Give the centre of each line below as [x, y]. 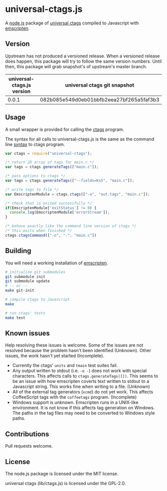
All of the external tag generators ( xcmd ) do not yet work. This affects [83, 392]
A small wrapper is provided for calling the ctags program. [65, 129]
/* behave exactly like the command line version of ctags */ [71, 226]
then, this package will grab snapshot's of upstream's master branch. [76, 66]
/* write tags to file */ [32, 189]
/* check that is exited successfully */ [49, 203]
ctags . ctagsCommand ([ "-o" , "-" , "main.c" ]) [51, 235]
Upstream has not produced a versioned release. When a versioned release [83, 56]
